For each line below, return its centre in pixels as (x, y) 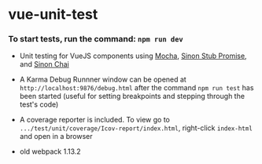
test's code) (39, 104)
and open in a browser (56, 137)
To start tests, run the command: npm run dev (96, 39)
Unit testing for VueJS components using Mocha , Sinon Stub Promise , (133, 56)
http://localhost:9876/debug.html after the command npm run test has (137, 88)
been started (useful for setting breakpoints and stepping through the (132, 97)
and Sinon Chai (44, 64)
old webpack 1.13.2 (50, 151)
